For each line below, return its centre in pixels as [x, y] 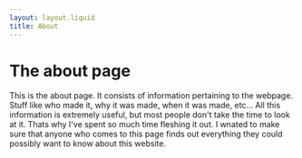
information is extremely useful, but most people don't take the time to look [150, 115]
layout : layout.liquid [52, 18]
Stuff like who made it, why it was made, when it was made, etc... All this [145, 106]
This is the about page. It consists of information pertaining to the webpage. [151, 96]
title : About [34, 26]
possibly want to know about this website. [88, 144]
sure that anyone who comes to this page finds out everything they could [146, 134]
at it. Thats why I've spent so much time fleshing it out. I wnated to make [145, 125]
